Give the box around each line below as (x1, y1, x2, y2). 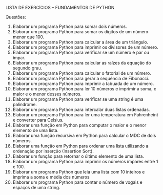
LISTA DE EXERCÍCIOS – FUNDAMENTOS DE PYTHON (5, 5, 115, 10)
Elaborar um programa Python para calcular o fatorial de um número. (12, 70, 151, 76)
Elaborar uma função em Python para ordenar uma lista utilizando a (12, 143, 148, 149)
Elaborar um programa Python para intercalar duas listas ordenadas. (12, 107, 150, 112)
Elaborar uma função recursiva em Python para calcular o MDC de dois (12, 132, 156, 138)
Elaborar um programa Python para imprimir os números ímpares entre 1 (12, 159, 158, 164)
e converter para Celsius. (12, 117, 64, 123)
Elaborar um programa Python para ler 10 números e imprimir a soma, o (12, 86, 157, 91)
